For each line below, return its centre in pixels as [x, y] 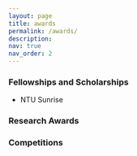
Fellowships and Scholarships [68, 82]
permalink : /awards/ [43, 31]
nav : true [25, 46]
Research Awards [44, 121]
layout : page [30, 16]
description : [30, 39]
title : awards [32, 24]
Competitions [36, 143]
